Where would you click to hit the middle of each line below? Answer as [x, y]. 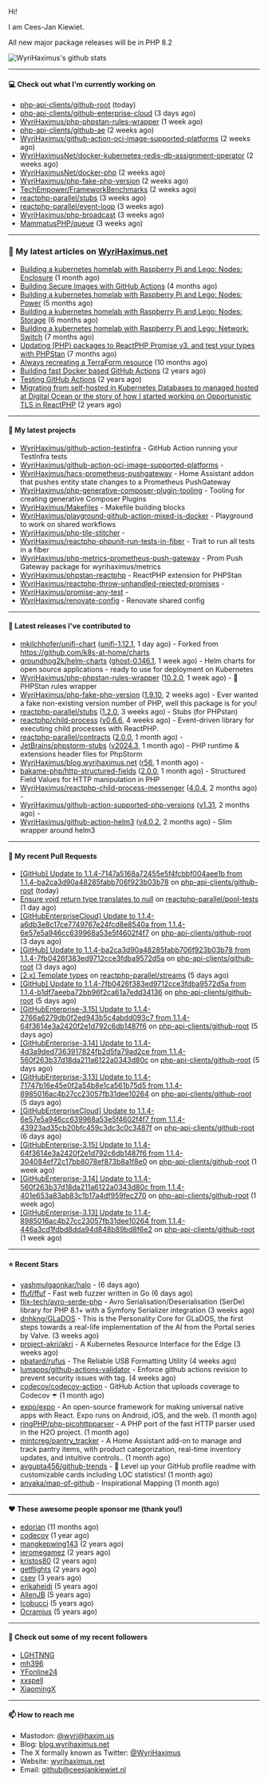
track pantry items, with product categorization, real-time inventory [130, 1450]
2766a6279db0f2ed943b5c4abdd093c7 [87, 1018]
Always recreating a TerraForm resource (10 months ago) [114, 362]
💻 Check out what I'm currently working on [82, 84]
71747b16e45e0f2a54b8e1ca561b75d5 [83, 1086]
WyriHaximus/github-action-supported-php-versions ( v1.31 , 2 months [134, 804]
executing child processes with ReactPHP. [89, 728]
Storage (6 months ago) [59, 320]
